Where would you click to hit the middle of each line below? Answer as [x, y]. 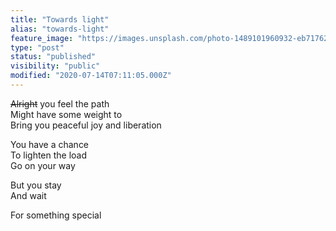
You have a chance [50, 144]
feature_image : [42, 38]
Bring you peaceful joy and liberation [86, 125]
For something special [56, 215]
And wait [28, 195]
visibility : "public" [55, 66]
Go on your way [43, 165]
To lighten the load [49, 155]
